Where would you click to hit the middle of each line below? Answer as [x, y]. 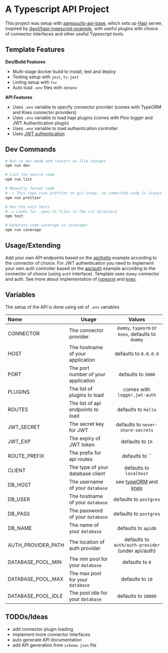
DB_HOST [19, 485]
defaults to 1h [137, 442]
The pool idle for [88, 593]
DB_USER [19, 499]
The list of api [85, 403]
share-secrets [137, 430]
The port [79, 368]
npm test [14, 216]
